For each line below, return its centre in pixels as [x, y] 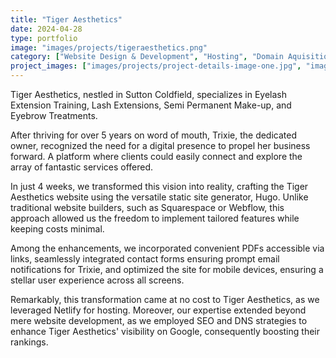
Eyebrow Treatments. [54, 115]
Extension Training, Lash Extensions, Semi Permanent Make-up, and [151, 105]
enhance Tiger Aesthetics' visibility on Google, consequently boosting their [165, 331]
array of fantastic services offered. [82, 167]
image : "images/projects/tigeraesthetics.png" [109, 47]
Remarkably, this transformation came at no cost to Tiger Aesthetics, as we [165, 299]
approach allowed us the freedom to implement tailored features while [155, 218]
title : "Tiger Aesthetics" [66, 19]
